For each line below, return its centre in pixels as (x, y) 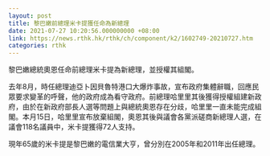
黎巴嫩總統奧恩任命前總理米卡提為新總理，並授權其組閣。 (103, 70)
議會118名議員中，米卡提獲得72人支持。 (74, 127)
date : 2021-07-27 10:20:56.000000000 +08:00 (84, 31)
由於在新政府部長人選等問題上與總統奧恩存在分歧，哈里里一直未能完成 (138, 107)
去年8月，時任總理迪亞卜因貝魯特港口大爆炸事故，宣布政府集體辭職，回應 (130, 87)
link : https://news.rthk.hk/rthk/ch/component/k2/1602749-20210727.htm (131, 38)
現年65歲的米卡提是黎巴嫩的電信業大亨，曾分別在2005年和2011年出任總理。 (134, 144)
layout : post (30, 16)
